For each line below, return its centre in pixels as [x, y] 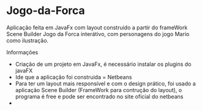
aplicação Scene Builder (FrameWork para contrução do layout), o [99, 90]
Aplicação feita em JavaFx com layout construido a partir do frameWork [97, 27]
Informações [22, 52]
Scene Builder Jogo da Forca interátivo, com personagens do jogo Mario [98, 34]
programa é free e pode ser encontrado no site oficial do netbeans [99, 96]
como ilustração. [28, 40]
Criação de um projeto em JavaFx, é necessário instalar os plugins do [103, 64]
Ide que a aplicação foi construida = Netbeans [73, 77]
